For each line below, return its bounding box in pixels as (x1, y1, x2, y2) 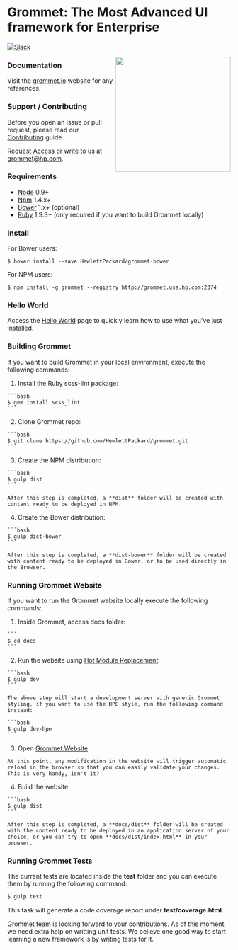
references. (7, 84, 41, 93)
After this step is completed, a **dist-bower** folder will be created (7, 551, 227, 559)
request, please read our (7, 125, 79, 134)
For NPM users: (7, 270, 53, 279)
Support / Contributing (7, 102, 87, 112)
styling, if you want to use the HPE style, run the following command (7, 701, 223, 708)
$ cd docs (7, 638, 37, 645)
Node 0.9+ (17, 188, 50, 196)
